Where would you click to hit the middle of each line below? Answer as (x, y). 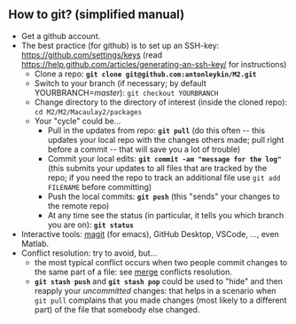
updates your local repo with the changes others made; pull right (166, 139)
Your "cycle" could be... (78, 121)
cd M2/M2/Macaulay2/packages (88, 112)
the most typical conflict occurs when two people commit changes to (161, 262)
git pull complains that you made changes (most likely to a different (160, 300)
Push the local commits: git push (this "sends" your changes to (164, 196)
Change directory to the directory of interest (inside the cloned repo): (161, 102)
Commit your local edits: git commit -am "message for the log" (164, 158)
